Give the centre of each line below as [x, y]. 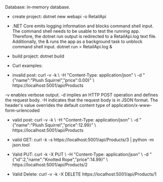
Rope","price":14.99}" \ [85, 160]
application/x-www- [132, 105]
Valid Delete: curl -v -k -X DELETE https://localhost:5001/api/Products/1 [84, 174]
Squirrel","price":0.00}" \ [70, 80]
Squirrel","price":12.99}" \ [70, 125]
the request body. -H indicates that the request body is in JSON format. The [81, 100]
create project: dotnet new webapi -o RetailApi [59, 16]
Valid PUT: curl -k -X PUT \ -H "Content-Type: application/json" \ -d [80, 154]
